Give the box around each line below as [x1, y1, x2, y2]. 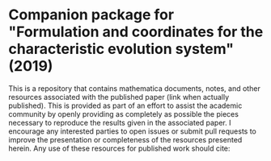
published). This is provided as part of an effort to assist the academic [8, 101, 243, 110]
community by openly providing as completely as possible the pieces [8, 109, 239, 118]
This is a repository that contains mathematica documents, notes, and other [8, 83, 260, 93]
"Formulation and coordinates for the [8, 23, 264, 41]
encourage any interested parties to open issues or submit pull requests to [8, 126, 256, 136]
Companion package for [8, 6, 175, 24]
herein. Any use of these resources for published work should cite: [8, 143, 231, 153]
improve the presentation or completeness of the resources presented [8, 134, 243, 144]
